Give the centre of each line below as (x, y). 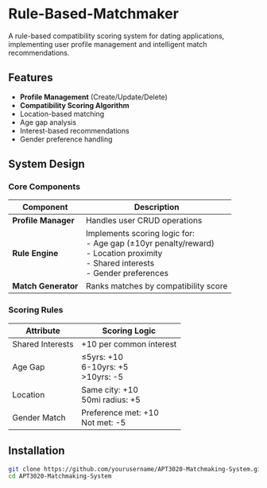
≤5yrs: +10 (103, 357)
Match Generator (45, 286)
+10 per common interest (129, 344)
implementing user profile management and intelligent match (108, 44)
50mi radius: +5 (111, 400)
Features (31, 77)
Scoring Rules (36, 310)
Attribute (43, 331)
